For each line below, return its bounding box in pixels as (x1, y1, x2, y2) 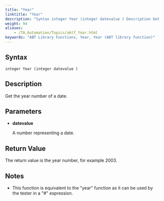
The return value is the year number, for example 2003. (5, 157, 117, 163)
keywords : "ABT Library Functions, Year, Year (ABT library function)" (5, 35, 155, 40)
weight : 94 (5, 21, 28, 26)
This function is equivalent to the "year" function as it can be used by (12, 185, 153, 191)
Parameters (5, 107, 42, 115)
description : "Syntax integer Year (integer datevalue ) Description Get (5, 16, 160, 21)
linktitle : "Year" (5, 12, 43, 17)
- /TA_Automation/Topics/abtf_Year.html (14, 30, 98, 35)
